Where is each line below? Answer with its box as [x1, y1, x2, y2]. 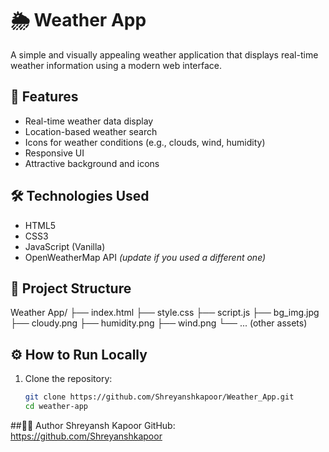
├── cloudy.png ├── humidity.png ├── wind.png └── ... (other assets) [10, 317, 308, 329]
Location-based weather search [24, 125, 158, 137]
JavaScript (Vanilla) [24, 240, 106, 252]
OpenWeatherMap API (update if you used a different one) [24, 251, 267, 263]
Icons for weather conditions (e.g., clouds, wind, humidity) [24, 136, 266, 148]
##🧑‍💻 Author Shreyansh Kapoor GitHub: [10, 419, 176, 431]
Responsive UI [24, 147, 85, 159]
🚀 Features [10, 88, 79, 106]
